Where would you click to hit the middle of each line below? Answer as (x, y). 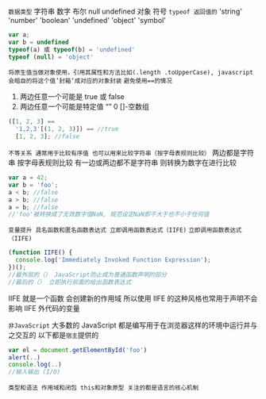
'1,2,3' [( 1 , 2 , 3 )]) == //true (67, 129)
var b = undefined (39, 42)
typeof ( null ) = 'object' (51, 57)
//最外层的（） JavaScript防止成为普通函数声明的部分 (87, 274)
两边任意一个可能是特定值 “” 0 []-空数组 (84, 107)
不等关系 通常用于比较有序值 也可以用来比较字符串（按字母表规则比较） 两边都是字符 (131, 153)
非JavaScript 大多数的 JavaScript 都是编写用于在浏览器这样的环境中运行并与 (133, 325)
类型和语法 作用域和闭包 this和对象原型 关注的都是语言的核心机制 (104, 388)
